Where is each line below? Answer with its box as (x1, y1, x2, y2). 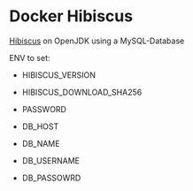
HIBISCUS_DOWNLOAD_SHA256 (21, 87, 143, 97)
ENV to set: (9, 52, 50, 63)
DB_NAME (21, 138, 60, 149)
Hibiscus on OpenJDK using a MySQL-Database (9, 35, 185, 46)
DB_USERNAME (21, 155, 80, 165)
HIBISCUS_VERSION (21, 69, 96, 80)
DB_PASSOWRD (21, 172, 81, 183)
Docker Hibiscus (9, 6, 134, 27)
